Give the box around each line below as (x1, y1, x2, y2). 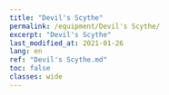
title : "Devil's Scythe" (9, 13, 104, 23)
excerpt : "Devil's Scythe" (9, 30, 112, 39)
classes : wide (9, 72, 64, 81)
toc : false (9, 64, 51, 73)
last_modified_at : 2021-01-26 (9, 38, 124, 48)
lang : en (9, 47, 43, 56)
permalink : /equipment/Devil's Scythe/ (9, 22, 161, 31)
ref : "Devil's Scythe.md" (9, 55, 107, 64)
